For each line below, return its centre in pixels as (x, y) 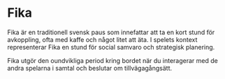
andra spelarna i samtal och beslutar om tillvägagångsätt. (90, 68)
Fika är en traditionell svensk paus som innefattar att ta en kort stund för (111, 32)
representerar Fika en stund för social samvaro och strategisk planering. (111, 47)
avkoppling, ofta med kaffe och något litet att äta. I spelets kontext (102, 39)
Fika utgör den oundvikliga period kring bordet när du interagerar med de (112, 60)
